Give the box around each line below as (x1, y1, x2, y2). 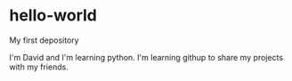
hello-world (9, 5, 98, 26)
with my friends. (9, 61, 69, 72)
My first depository (9, 35, 79, 45)
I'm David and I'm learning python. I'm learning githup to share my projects (9, 52, 283, 62)
